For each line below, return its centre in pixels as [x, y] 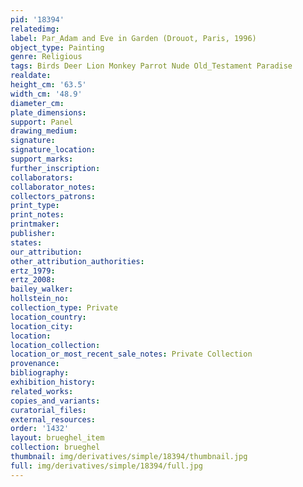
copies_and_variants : [55, 401]
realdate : [31, 76]
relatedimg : [35, 29]
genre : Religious [46, 57]
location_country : [48, 317]
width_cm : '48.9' [46, 94]
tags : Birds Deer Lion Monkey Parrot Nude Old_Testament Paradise [151, 66]
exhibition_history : [53, 382]
